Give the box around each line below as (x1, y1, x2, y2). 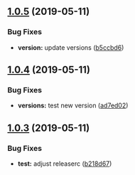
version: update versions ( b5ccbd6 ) (17, 43, 124, 52)
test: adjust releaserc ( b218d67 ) (17, 159, 112, 168)
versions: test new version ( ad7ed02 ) (17, 101, 129, 110)
